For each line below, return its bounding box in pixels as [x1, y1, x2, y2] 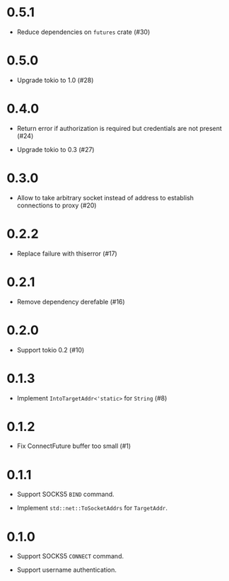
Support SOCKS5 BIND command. [16, 490, 114, 499]
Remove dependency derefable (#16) [16, 297, 125, 306]
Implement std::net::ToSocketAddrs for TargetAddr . [16, 504, 168, 512]
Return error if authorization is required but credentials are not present [16, 124, 222, 132]
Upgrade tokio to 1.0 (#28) [16, 76, 94, 84]
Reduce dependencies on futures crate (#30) [16, 28, 151, 36]
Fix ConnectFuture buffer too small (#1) [16, 442, 131, 450]
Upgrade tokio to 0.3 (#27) [16, 145, 95, 154]
